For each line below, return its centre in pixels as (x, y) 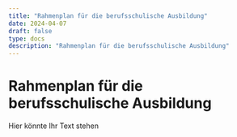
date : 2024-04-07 (38, 24)
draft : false (30, 31)
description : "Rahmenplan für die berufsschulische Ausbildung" (119, 46)
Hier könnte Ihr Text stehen (54, 126)
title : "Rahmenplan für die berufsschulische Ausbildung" (108, 16)
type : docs (27, 39)
